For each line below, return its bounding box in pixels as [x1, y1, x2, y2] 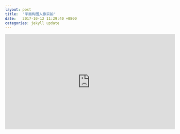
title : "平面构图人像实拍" [5, 12, 56, 16]
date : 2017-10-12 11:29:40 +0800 [5, 16, 77, 21]
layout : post [5, 7, 32, 12]
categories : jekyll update [5, 20, 60, 26]
